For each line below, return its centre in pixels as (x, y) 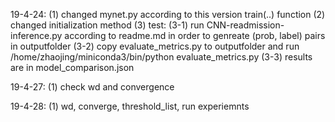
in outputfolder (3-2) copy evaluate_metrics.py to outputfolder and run (155, 46)
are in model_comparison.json (72, 67)
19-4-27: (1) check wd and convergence (92, 87)
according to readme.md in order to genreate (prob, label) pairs (195, 35)
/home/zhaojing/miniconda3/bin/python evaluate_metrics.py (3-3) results (161, 57)
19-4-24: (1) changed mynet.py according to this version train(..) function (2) (168, 14)
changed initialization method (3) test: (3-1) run (107, 25)
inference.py (36, 35)
